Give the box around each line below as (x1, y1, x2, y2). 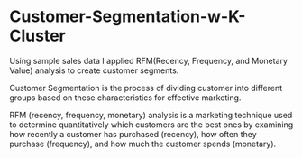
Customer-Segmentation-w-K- (9, 6, 246, 27)
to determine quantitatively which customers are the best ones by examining (9, 119, 294, 130)
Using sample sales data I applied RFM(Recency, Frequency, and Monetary (9, 55, 288, 66)
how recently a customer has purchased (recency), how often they (9, 128, 257, 139)
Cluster (9, 25, 66, 46)
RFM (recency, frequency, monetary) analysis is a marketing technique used (9, 109, 293, 120)
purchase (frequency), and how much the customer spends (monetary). (9, 138, 277, 149)
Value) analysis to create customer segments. (9, 65, 179, 76)
